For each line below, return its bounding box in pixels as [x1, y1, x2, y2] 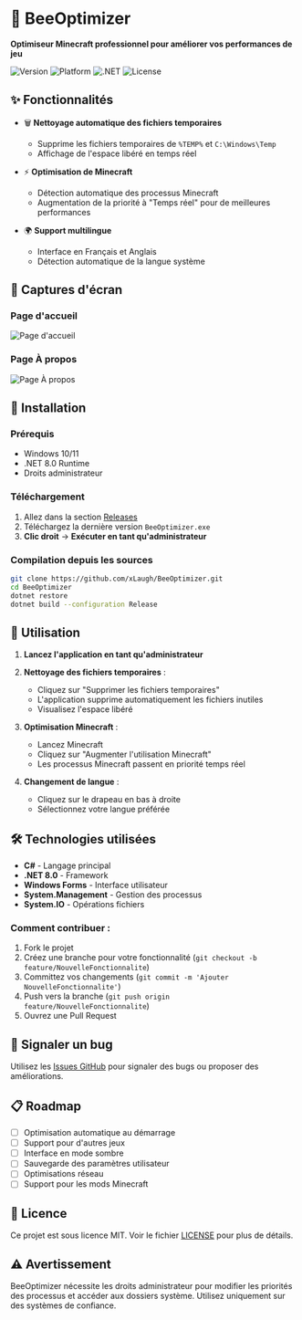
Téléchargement [10, 490, 86, 503]
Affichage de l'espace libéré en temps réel [36, 148, 197, 159]
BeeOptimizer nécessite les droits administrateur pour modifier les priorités [10, 1281, 293, 1292]
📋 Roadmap [10, 1098, 81, 1114]
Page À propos [10, 353, 78, 366]
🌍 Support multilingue [23, 225, 112, 236]
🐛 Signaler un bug [10, 1036, 113, 1053]
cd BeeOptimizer [10, 582, 72, 592]
